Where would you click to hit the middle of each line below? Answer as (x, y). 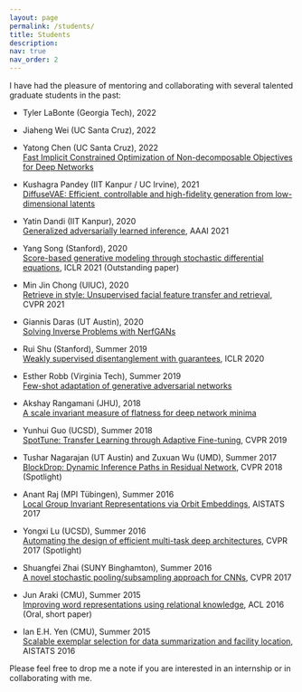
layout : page (34, 18)
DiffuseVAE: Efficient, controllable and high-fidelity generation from (148, 194)
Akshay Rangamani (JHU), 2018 (82, 403)
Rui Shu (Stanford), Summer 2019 (85, 349)
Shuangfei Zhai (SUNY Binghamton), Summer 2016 (117, 568)
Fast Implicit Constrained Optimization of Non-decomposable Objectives (157, 157)
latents (83, 204)
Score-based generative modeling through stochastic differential (143, 258)
